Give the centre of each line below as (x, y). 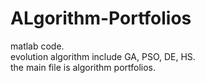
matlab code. (37, 46)
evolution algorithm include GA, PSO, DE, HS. (103, 56)
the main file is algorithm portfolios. (83, 67)
